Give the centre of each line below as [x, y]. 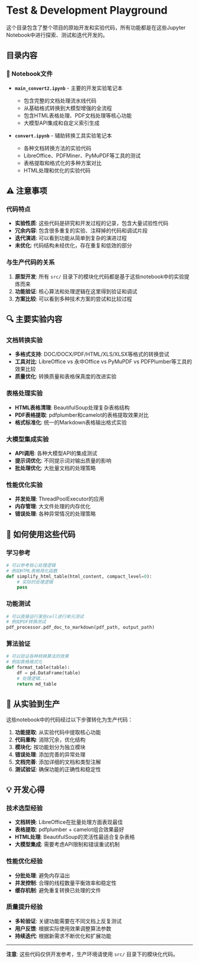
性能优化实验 [25, 484]
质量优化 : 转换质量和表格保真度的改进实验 [65, 376]
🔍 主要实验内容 [34, 319]
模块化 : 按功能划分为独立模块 [50, 747]
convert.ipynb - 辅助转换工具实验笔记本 [63, 135]
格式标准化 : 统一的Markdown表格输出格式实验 [71, 422]
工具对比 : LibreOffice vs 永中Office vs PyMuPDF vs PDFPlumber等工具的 [103, 362]
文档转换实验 [25, 340]
